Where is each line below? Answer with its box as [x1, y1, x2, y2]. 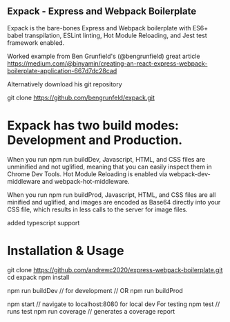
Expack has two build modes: [7, 117, 180, 133]
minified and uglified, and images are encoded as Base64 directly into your [7, 198, 221, 206]
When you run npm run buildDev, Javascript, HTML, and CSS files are [7, 155, 206, 163]
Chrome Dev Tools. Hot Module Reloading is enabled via [7, 169, 168, 178]
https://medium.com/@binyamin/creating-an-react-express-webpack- [7, 59, 208, 68]
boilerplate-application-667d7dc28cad [7, 66, 117, 75]
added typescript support [7, 218, 80, 227]
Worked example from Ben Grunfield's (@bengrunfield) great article [7, 52, 200, 60]
